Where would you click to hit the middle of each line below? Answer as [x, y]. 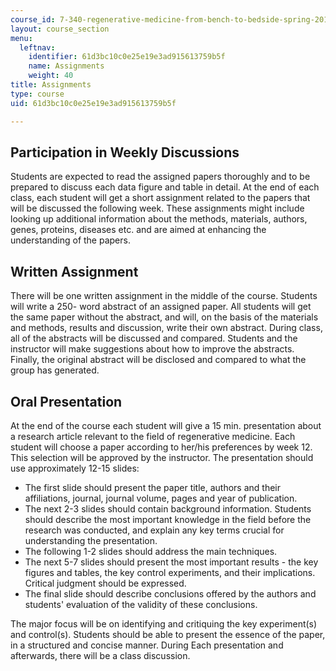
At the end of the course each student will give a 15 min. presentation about [166, 425]
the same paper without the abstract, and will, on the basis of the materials [164, 317]
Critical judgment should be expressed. [105, 583]
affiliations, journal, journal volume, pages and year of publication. [161, 498]
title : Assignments [51, 85]
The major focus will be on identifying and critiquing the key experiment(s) [164, 623]
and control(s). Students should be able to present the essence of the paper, [168, 634]
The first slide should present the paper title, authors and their [153, 487]
